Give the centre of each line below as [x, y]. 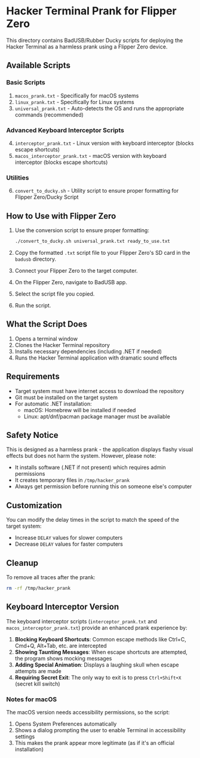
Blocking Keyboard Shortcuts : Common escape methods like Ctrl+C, [100, 639]
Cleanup [22, 563]
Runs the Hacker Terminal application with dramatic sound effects [96, 358]
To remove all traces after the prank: [51, 577]
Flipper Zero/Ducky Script [47, 197]
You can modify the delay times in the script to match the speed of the [93, 520]
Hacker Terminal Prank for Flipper [92, 11]
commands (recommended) [49, 114]
